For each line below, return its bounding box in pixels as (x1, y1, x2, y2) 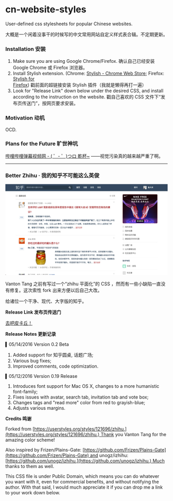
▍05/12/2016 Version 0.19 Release (5, 373, 78, 379)
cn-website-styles (5, 4, 86, 15)
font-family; (12, 389, 38, 395)
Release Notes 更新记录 (5, 331, 57, 337)
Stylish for (12, 76, 35, 82)
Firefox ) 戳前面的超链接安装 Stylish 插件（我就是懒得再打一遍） (12, 82, 147, 88)
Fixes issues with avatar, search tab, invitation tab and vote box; (12, 394, 149, 400)
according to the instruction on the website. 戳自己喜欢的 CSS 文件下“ (12, 94, 161, 100)
